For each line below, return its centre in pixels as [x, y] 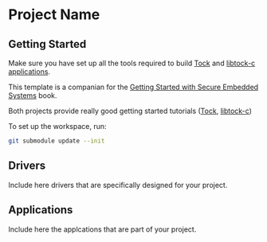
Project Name [54, 15]
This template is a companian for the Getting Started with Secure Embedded [133, 87]
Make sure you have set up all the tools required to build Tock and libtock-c [132, 63]
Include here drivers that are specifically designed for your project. [118, 185]
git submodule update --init [57, 141]
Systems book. [33, 96]
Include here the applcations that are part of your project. [102, 229]
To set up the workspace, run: [57, 126]
